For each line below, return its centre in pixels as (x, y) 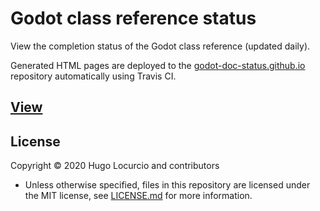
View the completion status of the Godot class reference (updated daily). (160, 46)
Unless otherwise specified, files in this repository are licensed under (167, 185)
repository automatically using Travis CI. (93, 76)
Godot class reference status (133, 18)
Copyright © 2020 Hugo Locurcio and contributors (115, 166)
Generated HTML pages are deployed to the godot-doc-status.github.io (158, 65)
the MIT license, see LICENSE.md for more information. (138, 196)
